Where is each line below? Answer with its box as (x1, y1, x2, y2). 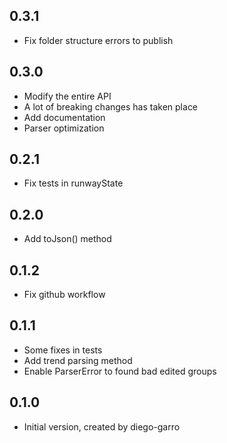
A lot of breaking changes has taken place (23, 100, 199, 113)
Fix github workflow (23, 289, 106, 301)
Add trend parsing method (23, 354, 133, 366)
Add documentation (23, 111, 106, 123)
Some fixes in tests (23, 344, 103, 356)
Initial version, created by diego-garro (23, 420, 181, 433)
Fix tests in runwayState (23, 177, 124, 189)
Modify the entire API (23, 90, 112, 102)
